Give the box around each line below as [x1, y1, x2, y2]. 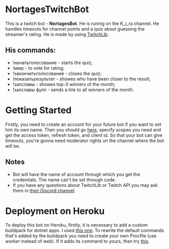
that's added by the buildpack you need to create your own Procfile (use [5, 233, 157, 239]
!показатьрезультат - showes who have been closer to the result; [12, 75, 151, 82]
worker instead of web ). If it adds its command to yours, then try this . [5, 238, 150, 244]
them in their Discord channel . [12, 187, 76, 193]
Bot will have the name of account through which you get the [12, 171, 141, 177]
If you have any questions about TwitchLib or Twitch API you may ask [12, 182, 158, 188]
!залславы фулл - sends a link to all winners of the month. [12, 87, 134, 93]
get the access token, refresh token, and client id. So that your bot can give [5, 132, 163, 138]
